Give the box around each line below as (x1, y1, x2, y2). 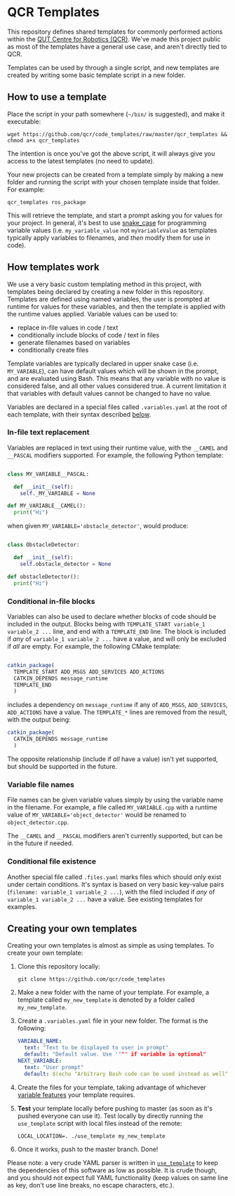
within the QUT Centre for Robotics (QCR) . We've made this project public (7, 34, 221, 43)
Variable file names (7, 779, 75, 789)
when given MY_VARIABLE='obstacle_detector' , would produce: (7, 522, 189, 530)
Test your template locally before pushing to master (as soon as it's (17, 1104, 213, 1113)
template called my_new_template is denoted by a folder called (17, 995, 195, 1004)
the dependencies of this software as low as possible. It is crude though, (7, 1166, 217, 1174)
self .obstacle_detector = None (20, 560, 112, 567)
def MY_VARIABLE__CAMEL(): (7, 502, 86, 509)
